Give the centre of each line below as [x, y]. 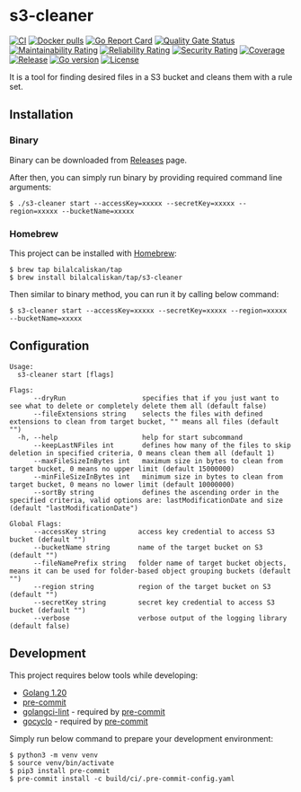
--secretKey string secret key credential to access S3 [154, 603]
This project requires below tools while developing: [104, 675]
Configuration [49, 346]
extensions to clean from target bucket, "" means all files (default [144, 422]
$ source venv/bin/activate [62, 763]
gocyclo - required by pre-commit [85, 721]
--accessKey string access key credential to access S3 [154, 532]
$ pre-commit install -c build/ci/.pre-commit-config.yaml [122, 779]
